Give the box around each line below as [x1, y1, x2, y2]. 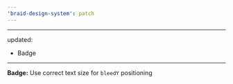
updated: [7, 35, 33, 43]
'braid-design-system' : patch [7, 10, 95, 17]
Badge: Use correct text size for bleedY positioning [7, 68, 153, 76]
